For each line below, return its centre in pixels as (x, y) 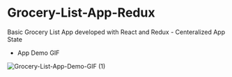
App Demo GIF (38, 53)
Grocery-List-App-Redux (81, 13)
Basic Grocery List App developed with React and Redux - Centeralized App (116, 32)
